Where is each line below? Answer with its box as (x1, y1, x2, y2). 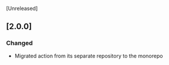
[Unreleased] (6, 5, 38, 12)
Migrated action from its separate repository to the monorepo (14, 52, 163, 59)
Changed (6, 39, 33, 47)
